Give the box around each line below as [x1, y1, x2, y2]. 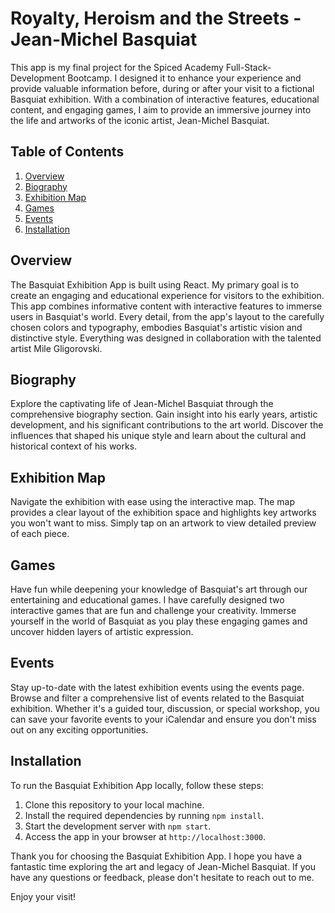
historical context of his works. [10, 440, 138, 452]
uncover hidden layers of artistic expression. [10, 626, 194, 637]
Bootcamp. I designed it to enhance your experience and [67, 72, 302, 84]
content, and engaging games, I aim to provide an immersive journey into [10, 103, 312, 116]
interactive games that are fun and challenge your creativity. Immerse [10, 605, 297, 616]
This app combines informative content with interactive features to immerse [10, 300, 323, 312]
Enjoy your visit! [10, 890, 77, 902]
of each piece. [10, 528, 70, 540]
